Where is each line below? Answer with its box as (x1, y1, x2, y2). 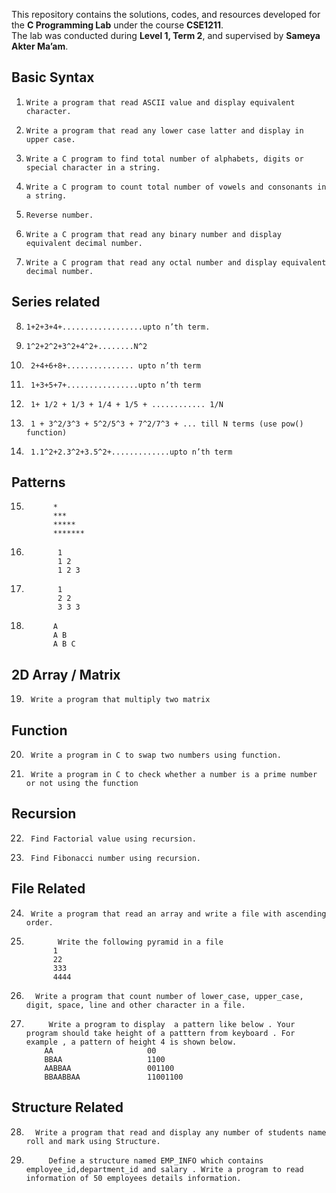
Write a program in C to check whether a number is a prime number (30, 770, 318, 780)
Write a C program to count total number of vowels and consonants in (25, 182, 327, 192)
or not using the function (25, 779, 139, 789)
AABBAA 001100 (44, 1063, 175, 1073)
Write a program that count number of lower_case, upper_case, (35, 991, 304, 1001)
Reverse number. (25, 210, 94, 220)
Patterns (11, 474, 66, 491)
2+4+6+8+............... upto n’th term (30, 360, 202, 371)
